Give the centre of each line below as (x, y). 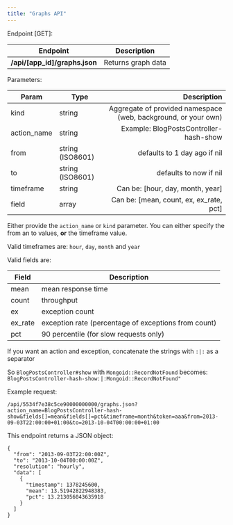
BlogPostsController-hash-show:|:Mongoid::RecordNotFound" (94, 379)
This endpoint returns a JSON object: (60, 435)
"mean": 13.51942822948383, (66, 491)
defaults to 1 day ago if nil (180, 152)
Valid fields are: (29, 260)
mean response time (75, 289)
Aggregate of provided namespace (165, 108)
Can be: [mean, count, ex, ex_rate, (167, 200)
